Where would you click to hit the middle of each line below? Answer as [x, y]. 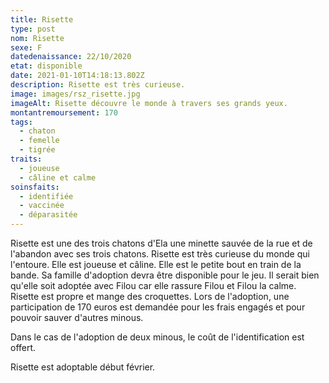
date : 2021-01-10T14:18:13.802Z [77, 76]
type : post [33, 29]
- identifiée [46, 196]
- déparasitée [48, 215]
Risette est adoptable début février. [83, 367]
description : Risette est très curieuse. [98, 85]
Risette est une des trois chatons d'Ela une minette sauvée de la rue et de [161, 243]
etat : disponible [46, 66]
